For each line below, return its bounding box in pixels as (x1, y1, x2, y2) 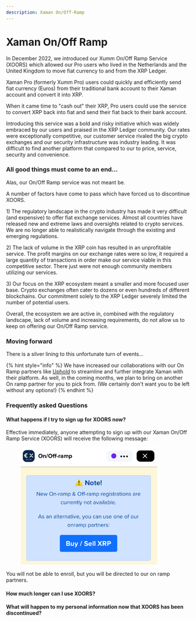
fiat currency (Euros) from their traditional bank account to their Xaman (6, 85, 177, 92)
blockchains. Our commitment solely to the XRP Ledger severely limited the (6, 293, 187, 300)
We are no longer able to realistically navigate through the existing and (6, 226, 176, 234)
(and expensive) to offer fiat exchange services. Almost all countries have (6, 214, 183, 221)
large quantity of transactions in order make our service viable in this (6, 256, 171, 263)
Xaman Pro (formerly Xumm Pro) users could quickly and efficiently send (6, 78, 182, 85)
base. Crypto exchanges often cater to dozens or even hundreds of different (6, 286, 190, 293)
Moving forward (6, 337, 52, 345)
